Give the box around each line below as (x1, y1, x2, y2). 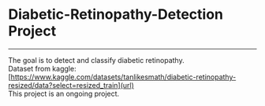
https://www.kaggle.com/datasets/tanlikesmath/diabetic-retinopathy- (10, 72, 237, 82)
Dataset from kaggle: (8, 64, 77, 73)
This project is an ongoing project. (8, 89, 120, 98)
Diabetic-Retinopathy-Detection (8, 5, 223, 24)
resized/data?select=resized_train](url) (8, 80, 134, 90)
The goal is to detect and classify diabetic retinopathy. (8, 55, 185, 64)
